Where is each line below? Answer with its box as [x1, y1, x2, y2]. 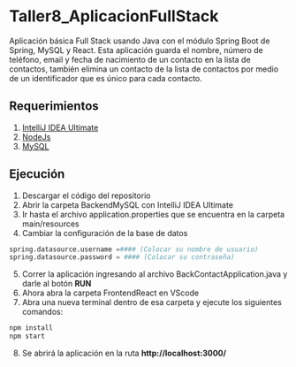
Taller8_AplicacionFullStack [9, 6, 219, 27]
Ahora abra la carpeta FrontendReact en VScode [21, 287, 200, 298]
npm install [9, 324, 53, 333]
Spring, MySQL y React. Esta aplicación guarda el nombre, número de [9, 44, 263, 55]
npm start [9, 332, 46, 341]
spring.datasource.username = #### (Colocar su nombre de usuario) [9, 245, 259, 254]
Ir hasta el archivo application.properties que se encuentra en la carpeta [21, 209, 285, 219]
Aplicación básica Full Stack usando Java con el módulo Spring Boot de [9, 35, 270, 46]
